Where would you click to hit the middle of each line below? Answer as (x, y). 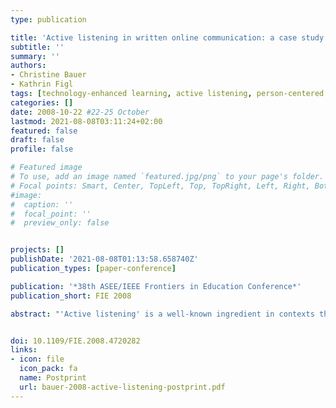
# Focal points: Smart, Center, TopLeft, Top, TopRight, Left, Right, (160, 186)
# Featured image (46, 167)
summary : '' (35, 56)
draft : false (37, 140)
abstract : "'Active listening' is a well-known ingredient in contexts (162, 314)
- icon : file (37, 359)
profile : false (42, 149)
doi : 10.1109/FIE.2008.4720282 (75, 341)
